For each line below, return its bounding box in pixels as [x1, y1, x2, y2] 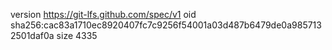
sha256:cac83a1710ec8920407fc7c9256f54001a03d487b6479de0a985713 [10, 19, 322, 31]
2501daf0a [10, 30, 55, 41]
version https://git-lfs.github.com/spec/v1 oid [10, 9, 197, 20]
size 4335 [56, 30, 98, 41]
